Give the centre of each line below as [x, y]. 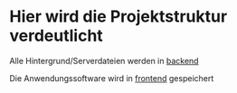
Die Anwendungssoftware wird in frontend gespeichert [112, 78]
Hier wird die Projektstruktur [118, 17]
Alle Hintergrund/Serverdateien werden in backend [104, 60]
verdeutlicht [57, 36]
